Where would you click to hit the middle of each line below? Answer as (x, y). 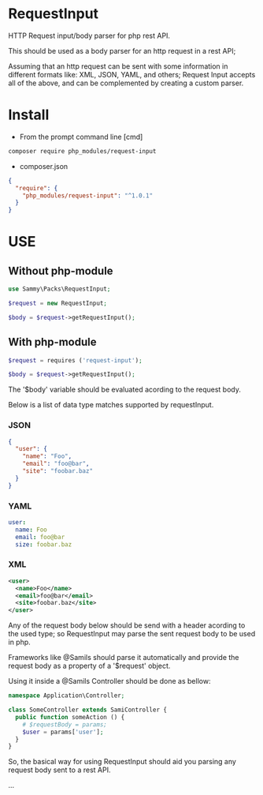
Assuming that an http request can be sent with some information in (118, 66)
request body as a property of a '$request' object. (89, 666)
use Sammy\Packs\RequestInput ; (59, 289)
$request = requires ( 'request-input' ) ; (76, 360)
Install (29, 115)
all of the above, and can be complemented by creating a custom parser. (126, 83)
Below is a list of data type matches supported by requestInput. (111, 405)
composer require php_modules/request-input (82, 151)
